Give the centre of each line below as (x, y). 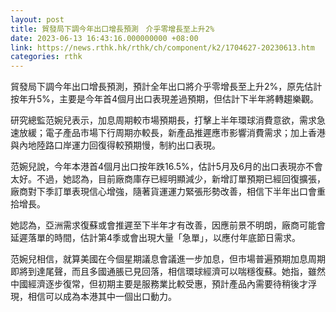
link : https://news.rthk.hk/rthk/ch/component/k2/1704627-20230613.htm (162, 47)
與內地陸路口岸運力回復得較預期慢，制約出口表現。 (115, 145)
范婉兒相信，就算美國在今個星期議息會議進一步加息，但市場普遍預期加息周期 (168, 259)
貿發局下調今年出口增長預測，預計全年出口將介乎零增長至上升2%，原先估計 (166, 87)
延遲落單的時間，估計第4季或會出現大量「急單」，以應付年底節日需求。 (156, 238)
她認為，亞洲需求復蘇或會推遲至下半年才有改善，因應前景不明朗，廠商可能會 (168, 225)
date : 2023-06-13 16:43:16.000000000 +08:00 (104, 38)
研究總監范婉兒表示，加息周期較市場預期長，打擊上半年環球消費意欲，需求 (163, 120)
